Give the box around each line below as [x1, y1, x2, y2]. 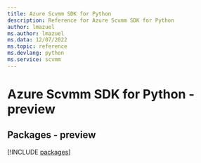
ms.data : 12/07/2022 [7, 37, 68, 44]
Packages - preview [7, 129, 96, 141]
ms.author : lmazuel [7, 30, 65, 37]
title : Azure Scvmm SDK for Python [7, 10, 112, 18]
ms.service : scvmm [7, 56, 61, 63]
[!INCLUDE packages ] [7, 148, 71, 156]
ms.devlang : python [7, 50, 65, 57]
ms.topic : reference [7, 43, 68, 50]
